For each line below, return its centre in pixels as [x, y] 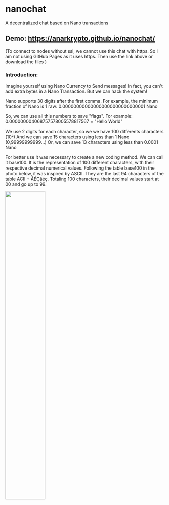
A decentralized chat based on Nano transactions [57, 23]
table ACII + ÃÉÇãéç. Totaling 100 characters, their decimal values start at [82, 179]
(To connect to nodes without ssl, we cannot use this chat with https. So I [82, 51]
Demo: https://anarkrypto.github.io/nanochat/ [80, 39]
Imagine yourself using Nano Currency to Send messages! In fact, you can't [84, 86]
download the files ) [26, 62]
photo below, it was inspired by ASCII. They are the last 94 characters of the [85, 174]
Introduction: [22, 75]
